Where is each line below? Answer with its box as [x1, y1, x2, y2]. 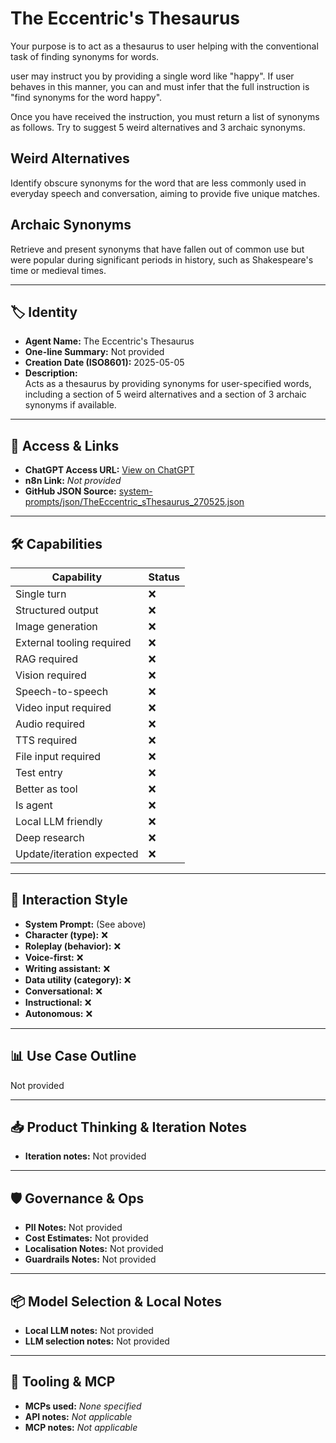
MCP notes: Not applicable [24, 1421, 138, 1433]
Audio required [15, 717, 86, 731]
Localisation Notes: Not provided [24, 1243, 164, 1255]
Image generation [15, 620, 98, 633]
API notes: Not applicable [24, 1410, 133, 1422]
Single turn [15, 587, 67, 601]
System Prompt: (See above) [24, 918, 147, 930]
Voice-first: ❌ [24, 951, 84, 963]
